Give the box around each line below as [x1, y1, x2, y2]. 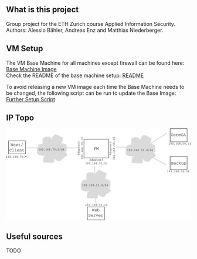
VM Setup [6, 44, 43, 54]
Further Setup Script [6, 95, 56, 102]
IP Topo [6, 113, 34, 123]
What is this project [6, 5, 79, 15]
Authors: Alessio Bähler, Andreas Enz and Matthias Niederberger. [6, 26, 164, 34]
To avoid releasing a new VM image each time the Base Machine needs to [6, 83, 185, 90]
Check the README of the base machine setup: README [6, 72, 144, 79]
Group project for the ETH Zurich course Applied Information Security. [6, 20, 176, 27]
